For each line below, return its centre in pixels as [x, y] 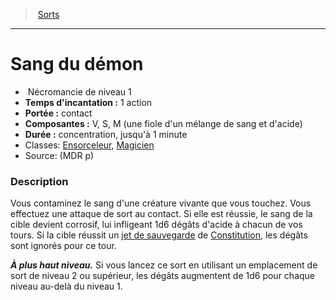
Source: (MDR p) [59, 155]
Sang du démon [77, 64]
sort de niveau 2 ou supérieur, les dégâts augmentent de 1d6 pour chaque [162, 276]
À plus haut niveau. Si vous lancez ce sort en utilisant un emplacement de [164, 265]
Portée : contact [58, 113]
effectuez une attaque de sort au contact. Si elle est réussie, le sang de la [161, 214]
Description [39, 181]
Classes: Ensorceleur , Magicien [89, 145]
